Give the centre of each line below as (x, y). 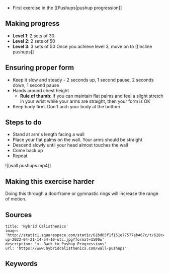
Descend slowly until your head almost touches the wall (70, 145)
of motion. (16, 199)
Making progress (32, 23)
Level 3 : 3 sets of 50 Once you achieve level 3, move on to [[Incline (82, 46)
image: (12, 231)
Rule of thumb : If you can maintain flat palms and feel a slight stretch (92, 96)
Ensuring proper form (40, 68)
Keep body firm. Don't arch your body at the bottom (66, 106)
